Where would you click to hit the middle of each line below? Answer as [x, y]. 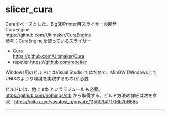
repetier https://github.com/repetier [50, 62]
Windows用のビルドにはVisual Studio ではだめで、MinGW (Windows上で [81, 72]
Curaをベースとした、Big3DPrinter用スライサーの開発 [61, 24]
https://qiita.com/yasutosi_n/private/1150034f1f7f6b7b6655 [76, 101]
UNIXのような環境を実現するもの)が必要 [47, 78]
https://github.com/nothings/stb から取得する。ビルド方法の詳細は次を [79, 95]
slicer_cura [29, 9]
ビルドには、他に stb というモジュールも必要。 [54, 89]
